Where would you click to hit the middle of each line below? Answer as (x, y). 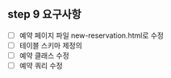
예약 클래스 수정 (44, 55)
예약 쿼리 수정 (41, 66)
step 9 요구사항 (44, 14)
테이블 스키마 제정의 (50, 45)
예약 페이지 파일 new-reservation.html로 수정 (92, 35)
